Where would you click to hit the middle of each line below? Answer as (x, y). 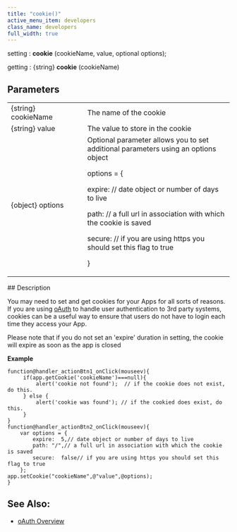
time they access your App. (47, 324)
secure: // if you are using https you (146, 239)
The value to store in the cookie (139, 129)
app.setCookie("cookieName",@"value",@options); (80, 476)
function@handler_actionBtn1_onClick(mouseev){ (79, 372)
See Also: (29, 504)
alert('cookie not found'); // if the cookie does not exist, (130, 384)
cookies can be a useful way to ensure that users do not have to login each (116, 316)
